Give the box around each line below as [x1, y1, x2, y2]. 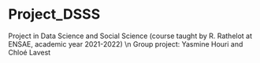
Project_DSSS [8, 5, 101, 23]
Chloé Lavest [8, 47, 51, 57]
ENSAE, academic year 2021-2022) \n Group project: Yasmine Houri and [8, 39, 243, 48]
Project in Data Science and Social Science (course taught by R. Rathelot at [8, 31, 253, 40]
